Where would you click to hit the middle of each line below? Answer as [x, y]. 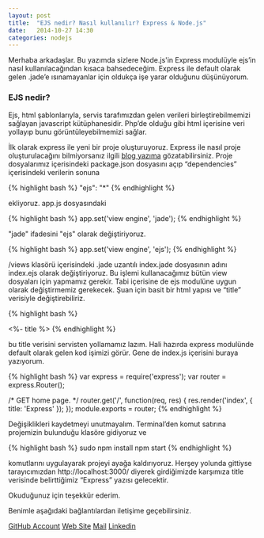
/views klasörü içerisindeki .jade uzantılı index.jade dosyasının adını [118, 264]
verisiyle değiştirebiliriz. [47, 298]
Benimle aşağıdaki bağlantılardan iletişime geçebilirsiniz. [100, 510]
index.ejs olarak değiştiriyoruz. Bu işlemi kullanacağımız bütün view [118, 273]
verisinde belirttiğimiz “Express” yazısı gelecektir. [89, 479]
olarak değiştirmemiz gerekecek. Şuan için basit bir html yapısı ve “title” [124, 289]
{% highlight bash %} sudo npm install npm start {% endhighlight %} [120, 448]
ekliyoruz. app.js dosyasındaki [57, 203]
